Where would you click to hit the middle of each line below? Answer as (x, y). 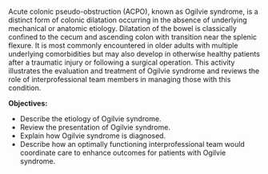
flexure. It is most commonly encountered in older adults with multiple (123, 45)
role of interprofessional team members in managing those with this (120, 79)
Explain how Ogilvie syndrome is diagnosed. (93, 136)
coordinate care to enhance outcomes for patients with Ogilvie (123, 152)
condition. (25, 88)
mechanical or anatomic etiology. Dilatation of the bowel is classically (123, 28)
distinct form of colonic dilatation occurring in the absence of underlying (128, 20)
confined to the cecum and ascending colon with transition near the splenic (133, 37)
